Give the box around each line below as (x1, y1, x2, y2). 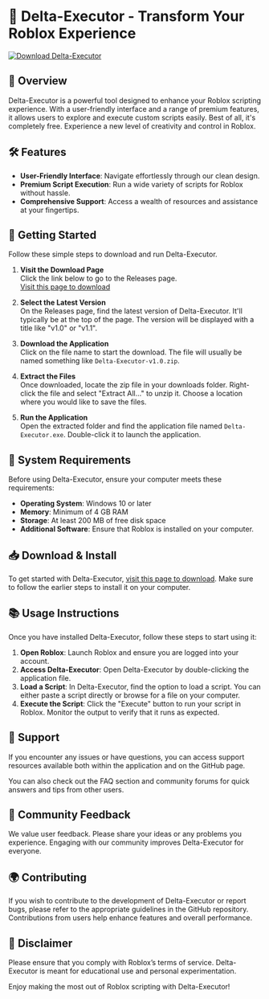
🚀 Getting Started (8, 228, 97, 242)
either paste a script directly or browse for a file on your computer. (19, 690, 241, 700)
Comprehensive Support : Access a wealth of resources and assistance (19, 196, 259, 206)
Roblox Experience (8, 24, 137, 43)
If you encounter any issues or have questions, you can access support (8, 751, 245, 762)
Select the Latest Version (19, 297, 106, 308)
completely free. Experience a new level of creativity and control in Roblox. (8, 121, 256, 131)
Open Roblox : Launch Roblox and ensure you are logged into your (19, 647, 239, 657)
